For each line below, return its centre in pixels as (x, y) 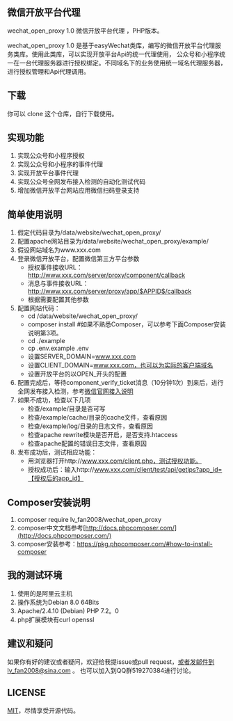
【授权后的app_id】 (56, 478)
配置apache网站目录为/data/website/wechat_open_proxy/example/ (113, 241)
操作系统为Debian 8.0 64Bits (58, 602)
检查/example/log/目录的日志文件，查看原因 (90, 426)
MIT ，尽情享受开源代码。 (43, 710)
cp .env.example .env (58, 348)
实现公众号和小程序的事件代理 (60, 164)
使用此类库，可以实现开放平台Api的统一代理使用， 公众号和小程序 (125, 54)
